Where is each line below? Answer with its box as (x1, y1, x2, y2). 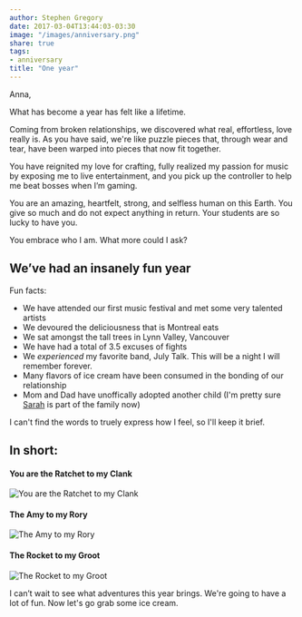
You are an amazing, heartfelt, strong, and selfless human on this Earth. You (9, 197, 293, 209)
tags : (9, 47, 30, 56)
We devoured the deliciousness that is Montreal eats (22, 321, 219, 332)
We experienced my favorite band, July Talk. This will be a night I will (22, 350, 280, 361)
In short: (9, 443, 59, 458)
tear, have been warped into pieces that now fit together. (9, 142, 221, 154)
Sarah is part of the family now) (22, 398, 141, 409)
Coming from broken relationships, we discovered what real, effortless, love (9, 123, 293, 134)
